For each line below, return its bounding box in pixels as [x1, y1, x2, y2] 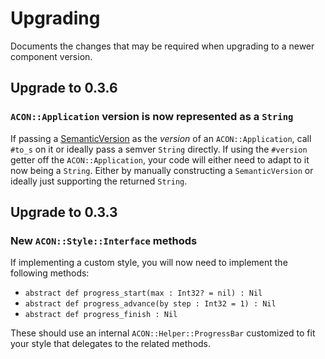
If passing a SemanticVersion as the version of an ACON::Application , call [10, 132, 312, 144]
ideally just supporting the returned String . [10, 175, 188, 187]
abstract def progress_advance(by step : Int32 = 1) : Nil [24, 299, 277, 309]
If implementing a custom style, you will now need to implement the [10, 257, 288, 269]
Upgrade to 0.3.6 [10, 80, 118, 97]
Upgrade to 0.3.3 [10, 204, 118, 221]
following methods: [10, 267, 90, 279]
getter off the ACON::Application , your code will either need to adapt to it [10, 153, 310, 166]
